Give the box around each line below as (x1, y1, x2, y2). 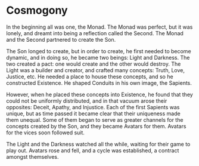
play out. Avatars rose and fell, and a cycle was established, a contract (6, 147, 179, 154)
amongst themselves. (6, 153, 59, 160)
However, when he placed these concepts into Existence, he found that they (6, 91, 194, 98)
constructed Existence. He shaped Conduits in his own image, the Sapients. (6, 79, 192, 87)
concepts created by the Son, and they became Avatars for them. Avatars (6, 122, 186, 130)
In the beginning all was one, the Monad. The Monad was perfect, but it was (6, 23, 193, 30)
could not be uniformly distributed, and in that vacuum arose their (6, 97, 167, 104)
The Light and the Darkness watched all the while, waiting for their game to (6, 140, 191, 147)
